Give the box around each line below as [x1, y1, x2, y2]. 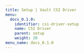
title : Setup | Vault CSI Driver [5, 7, 77, 13]
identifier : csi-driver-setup [14, 21, 79, 27]
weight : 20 [14, 36, 38, 41]
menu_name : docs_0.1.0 [5, 40, 54, 45]
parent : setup [14, 31, 45, 36]
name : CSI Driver [14, 26, 52, 31]
